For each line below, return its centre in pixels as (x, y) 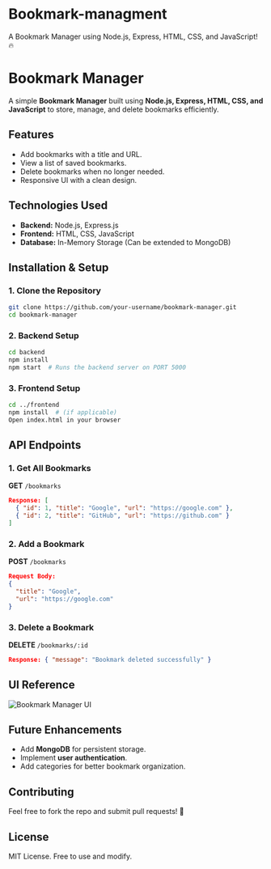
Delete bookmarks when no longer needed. (92, 172)
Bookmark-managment (88, 14)
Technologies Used (58, 206)
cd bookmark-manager (43, 315)
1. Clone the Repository (55, 290)
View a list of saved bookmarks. (73, 163)
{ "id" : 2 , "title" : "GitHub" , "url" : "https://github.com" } (123, 516)
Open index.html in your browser (65, 420)
